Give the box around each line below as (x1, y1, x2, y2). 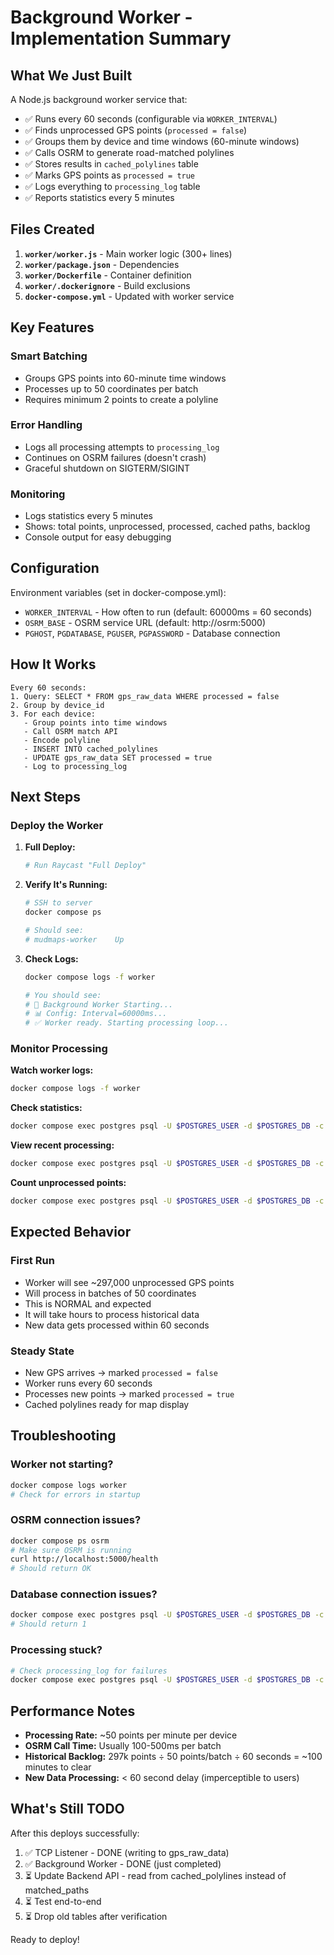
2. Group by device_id (10, 700, 105, 710)
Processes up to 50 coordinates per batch (24, 382, 199, 395)
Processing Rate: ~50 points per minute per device (24, 1729, 238, 1741)
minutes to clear (24, 1761, 92, 1773)
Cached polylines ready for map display (24, 1398, 190, 1410)
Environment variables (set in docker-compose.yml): (10, 586, 227, 598)
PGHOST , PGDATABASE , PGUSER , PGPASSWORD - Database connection (24, 627, 281, 639)
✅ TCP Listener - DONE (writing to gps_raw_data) (24, 1846, 230, 1858)
